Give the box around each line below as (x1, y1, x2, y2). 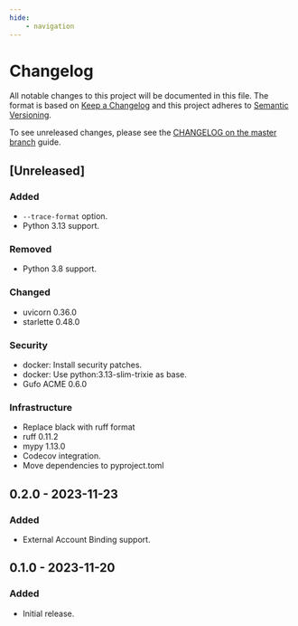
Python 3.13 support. (22, 221, 100, 232)
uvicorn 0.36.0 (22, 307, 77, 318)
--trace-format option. (22, 211, 108, 222)
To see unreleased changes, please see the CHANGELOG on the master (9, 128, 277, 138)
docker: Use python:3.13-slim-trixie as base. (22, 369, 188, 380)
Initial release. (22, 608, 75, 619)
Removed (9, 243, 52, 256)
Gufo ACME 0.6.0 (22, 379, 88, 390)
